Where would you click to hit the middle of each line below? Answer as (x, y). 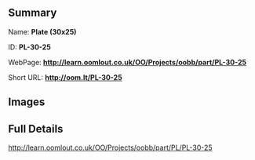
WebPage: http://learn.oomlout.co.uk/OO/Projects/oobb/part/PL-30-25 (127, 62)
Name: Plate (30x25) (42, 31)
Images (27, 102)
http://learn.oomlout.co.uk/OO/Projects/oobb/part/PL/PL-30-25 (111, 147)
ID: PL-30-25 (29, 47)
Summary (33, 13)
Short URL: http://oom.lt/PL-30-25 (66, 77)
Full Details (36, 129)
